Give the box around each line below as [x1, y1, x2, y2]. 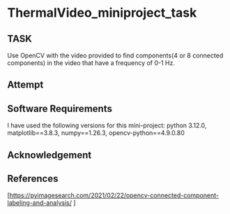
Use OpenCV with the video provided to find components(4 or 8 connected [7, 51, 224, 59]
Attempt [7, 79, 44, 91]
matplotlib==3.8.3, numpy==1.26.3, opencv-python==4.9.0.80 [7, 129, 185, 137]
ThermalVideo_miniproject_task [7, 5, 197, 21]
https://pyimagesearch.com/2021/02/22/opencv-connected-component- [9, 191, 220, 200]
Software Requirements [7, 103, 113, 115]
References [7, 173, 59, 185]
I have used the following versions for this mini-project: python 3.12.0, [7, 121, 207, 130]
